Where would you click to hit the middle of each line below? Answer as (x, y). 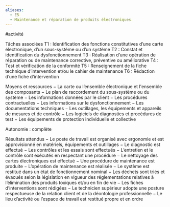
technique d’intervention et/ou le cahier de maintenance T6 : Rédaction (80, 71)
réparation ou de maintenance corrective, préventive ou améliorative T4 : (82, 60)
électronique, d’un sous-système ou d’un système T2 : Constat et (74, 50)
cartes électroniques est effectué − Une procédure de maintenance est (80, 161)
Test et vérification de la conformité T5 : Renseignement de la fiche (76, 66)
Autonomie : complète (29, 129)
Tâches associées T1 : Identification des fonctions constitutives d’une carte (84, 44)
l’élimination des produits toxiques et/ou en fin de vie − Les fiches (75, 183)
